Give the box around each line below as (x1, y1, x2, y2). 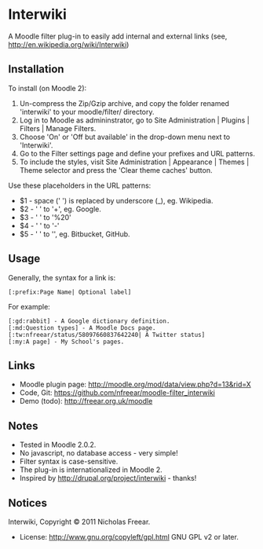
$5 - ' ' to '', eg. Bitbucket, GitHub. (19, 229, 131, 239)
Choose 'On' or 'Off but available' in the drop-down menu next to (19, 132, 230, 141)
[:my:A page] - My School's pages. (8, 338, 125, 346)
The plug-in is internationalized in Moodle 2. (19, 465, 163, 474)
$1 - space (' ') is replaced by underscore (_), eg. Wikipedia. (19, 196, 214, 205)
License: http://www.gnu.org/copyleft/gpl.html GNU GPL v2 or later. (19, 533, 239, 541)
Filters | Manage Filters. (19, 123, 97, 133)
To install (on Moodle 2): (8, 83, 87, 93)
